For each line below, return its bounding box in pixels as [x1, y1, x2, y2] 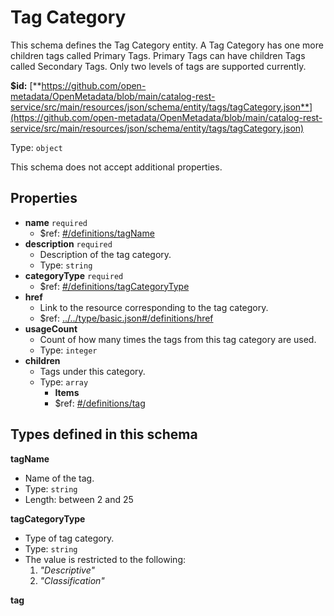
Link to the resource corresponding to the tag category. [39, 301, 269, 313]
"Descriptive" [39, 564, 96, 576]
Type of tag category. [24, 532, 115, 544]
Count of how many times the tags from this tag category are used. [39, 333, 317, 345]
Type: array [39, 376, 89, 388]
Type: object [10, 141, 63, 153]
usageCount [24, 322, 78, 335]
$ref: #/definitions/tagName [39, 227, 155, 239]
